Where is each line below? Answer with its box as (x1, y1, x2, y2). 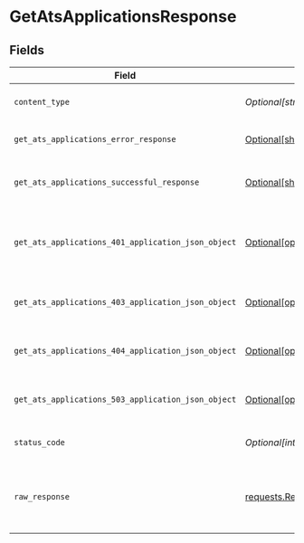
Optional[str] (244, 96, 300, 108)
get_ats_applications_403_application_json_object (14, 297, 237, 307)
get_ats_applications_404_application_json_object (14, 346, 237, 356)
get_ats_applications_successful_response (14, 177, 200, 187)
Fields (9, 43, 45, 58)
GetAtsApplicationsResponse (9, 6, 237, 27)
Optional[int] (244, 436, 299, 449)
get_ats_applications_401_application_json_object (14, 237, 237, 247)
